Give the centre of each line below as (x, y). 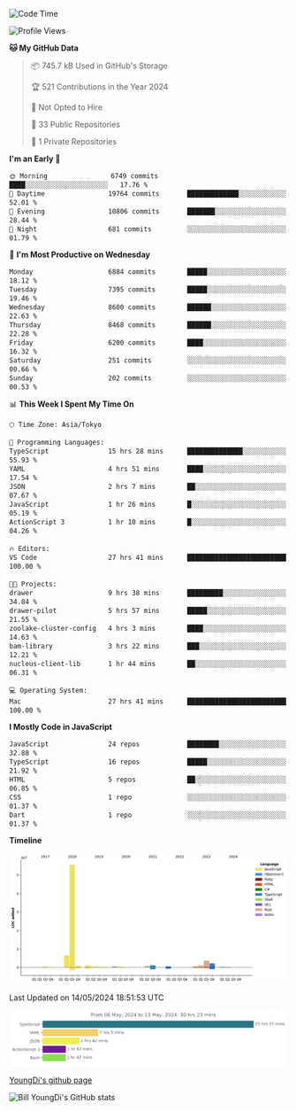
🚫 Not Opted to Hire (67, 107)
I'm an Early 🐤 (35, 159)
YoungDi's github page (51, 1080)
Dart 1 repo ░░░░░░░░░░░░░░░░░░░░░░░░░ (148, 815)
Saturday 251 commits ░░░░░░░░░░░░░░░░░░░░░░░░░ (148, 361)
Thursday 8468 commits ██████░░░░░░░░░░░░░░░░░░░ (148, 325)
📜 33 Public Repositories (76, 124)
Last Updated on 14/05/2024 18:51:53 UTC (87, 998)
